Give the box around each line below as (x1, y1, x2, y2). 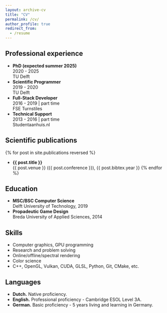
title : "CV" (5, 12, 30, 17)
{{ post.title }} (12, 159, 43, 165)
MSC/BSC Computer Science (12, 198, 75, 204)
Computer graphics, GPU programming (12, 242, 94, 248)
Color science (12, 258, 42, 264)
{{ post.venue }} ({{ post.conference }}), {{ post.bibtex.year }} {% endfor (12, 165, 162, 171)
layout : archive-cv (5, 7, 46, 13)
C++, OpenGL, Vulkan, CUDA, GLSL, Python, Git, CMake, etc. (12, 263, 139, 269)
